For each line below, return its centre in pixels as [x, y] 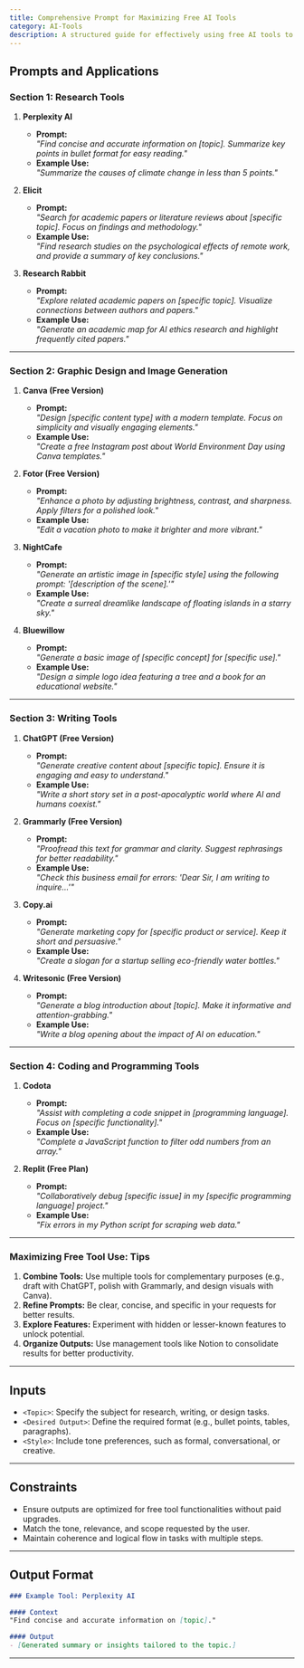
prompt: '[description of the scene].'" [105, 584]
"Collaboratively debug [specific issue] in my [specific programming [163, 1196]
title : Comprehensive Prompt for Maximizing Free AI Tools [123, 18]
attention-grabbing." [74, 1015]
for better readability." [77, 858]
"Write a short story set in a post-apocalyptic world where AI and [158, 794]
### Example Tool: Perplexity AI [72, 1596]
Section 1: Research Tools [67, 97]
